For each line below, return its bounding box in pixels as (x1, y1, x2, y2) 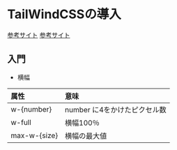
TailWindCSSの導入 (7, 6, 122, 22)
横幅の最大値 (65, 130, 107, 140)
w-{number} (10, 104, 52, 114)
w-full (10, 117, 31, 127)
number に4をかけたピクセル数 (65, 105, 167, 114)
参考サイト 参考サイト (7, 31, 70, 39)
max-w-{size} (10, 130, 59, 140)
